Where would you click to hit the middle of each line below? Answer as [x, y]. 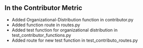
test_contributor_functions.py [42, 35]
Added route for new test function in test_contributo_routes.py [75, 40]
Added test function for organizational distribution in [65, 30]
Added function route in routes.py [46, 25]
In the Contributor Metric [43, 8]
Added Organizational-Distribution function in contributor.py [72, 19]
